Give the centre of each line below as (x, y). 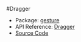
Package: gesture (37, 20)
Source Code (32, 33)
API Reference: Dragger (45, 27)
